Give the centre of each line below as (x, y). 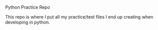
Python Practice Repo (28, 7)
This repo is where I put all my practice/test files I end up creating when (79, 17)
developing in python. (28, 22)
